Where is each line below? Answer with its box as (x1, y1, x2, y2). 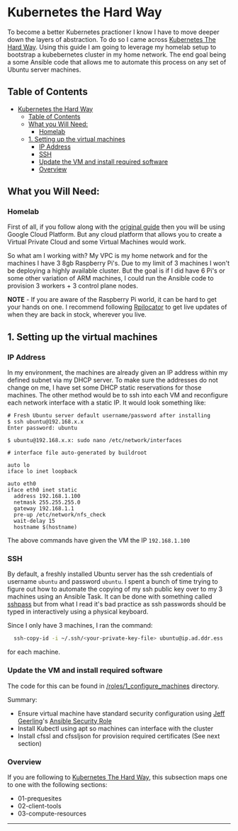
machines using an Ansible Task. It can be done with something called (7, 592, 212, 601)
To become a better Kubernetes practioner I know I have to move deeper (7, 28, 220, 36)
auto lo (7, 462, 30, 469)
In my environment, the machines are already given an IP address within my (7, 368, 228, 377)
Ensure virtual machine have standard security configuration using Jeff (17, 709, 225, 718)
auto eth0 (7, 480, 37, 487)
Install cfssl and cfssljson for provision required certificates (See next (17, 731, 220, 740)
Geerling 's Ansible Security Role (17, 716, 112, 725)
